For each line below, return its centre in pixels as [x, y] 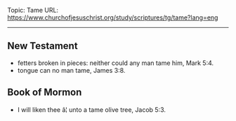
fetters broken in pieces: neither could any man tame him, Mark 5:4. [116, 63]
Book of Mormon [45, 93]
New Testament [43, 46]
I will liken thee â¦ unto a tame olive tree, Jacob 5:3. [92, 109]
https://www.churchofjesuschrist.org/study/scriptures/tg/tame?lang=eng [113, 17]
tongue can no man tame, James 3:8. [71, 70]
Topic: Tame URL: [33, 10]
